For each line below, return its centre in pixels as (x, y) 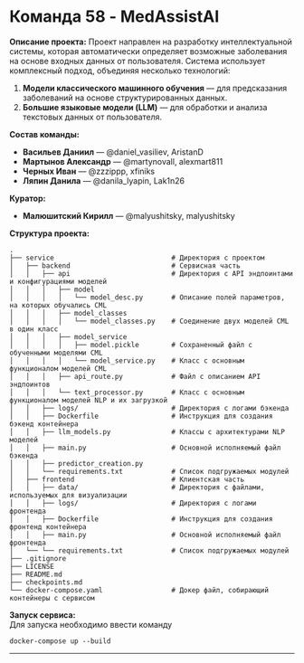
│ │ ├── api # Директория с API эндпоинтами (152, 273)
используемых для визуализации (68, 495)
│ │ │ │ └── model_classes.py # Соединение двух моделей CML (149, 321)
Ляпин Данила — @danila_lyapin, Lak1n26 (104, 180)
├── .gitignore (38, 558)
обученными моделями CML (56, 353)
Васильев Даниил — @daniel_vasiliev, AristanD (113, 152)
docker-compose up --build (60, 641)
